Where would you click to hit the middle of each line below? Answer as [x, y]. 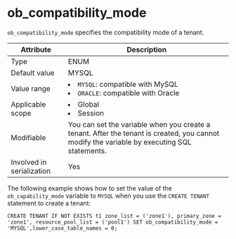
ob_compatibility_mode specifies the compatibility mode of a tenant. [106, 32]
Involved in [29, 162]
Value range [31, 88]
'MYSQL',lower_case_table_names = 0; [63, 228]
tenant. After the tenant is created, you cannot [144, 133]
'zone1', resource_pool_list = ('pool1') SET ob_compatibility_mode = [113, 222]
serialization [31, 171]
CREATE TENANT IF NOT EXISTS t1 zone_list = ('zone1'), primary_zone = [114, 216]
